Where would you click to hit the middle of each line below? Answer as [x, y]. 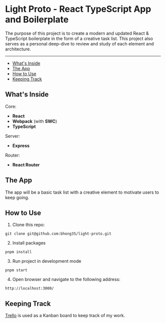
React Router [26, 164]
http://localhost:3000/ [30, 288]
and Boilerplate [37, 20]
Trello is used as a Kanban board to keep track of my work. [65, 316]
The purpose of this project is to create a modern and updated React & [77, 33]
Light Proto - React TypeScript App [78, 9]
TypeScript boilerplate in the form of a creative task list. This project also [79, 39]
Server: [13, 136]
